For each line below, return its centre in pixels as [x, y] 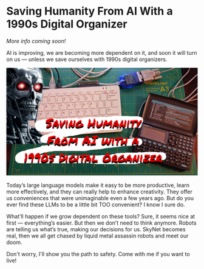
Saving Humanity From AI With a [90, 11]
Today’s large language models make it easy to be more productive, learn [98, 185]
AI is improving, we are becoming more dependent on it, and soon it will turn [102, 52]
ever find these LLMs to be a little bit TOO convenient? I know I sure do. [96, 204]
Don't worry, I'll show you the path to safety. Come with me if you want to [98, 254]
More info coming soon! [36, 41]
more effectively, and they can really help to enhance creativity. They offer [99, 192]
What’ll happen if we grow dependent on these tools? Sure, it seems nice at [101, 217]
